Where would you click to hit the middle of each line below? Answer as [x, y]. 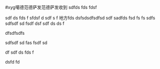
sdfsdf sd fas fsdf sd [26, 43]
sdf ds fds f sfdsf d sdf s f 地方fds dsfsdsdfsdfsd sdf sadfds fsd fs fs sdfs [80, 18]
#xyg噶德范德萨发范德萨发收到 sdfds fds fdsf [51, 7]
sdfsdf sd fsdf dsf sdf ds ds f [35, 23]
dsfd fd [12, 62]
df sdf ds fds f [20, 52]
